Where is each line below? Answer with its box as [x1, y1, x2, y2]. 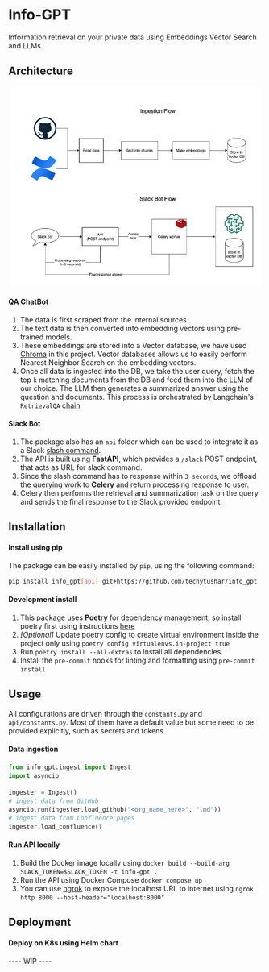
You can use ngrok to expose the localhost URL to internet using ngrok [19, 883, 254, 893]
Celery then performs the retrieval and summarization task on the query [19, 488, 259, 498]
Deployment [8, 916, 72, 929]
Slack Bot [8, 419, 41, 429]
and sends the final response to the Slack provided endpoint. [19, 497, 223, 507]
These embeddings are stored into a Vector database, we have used [19, 340, 247, 350]
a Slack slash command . [19, 446, 101, 455]
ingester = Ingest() [8, 788, 78, 797]
